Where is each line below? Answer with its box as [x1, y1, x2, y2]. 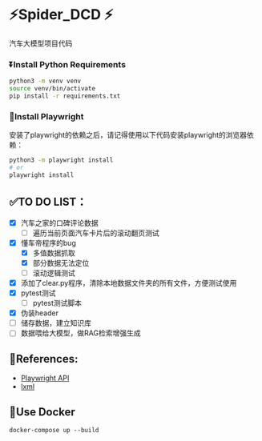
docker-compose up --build [9, 426, 99, 434]
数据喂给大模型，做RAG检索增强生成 [20, 328, 141, 338]
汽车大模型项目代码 [9, 38, 73, 48]
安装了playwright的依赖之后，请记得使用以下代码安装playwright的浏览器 [9, 130, 248, 140]
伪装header [20, 308, 59, 318]
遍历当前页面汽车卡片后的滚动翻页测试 [32, 228, 159, 238]
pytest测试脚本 [32, 299, 83, 308]
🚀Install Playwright [9, 110, 84, 122]
